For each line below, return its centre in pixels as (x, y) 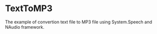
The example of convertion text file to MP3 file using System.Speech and (79, 22)
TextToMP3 (29, 8)
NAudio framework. (25, 27)
